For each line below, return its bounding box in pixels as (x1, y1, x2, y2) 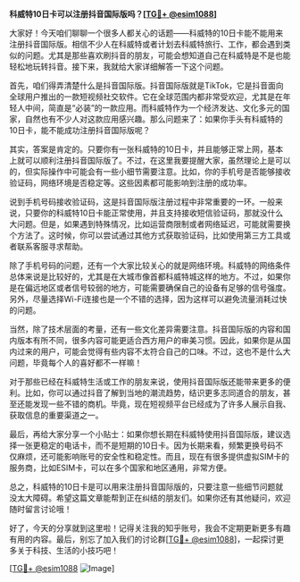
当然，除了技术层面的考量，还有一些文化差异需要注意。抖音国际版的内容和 (9, 324, 283, 334)
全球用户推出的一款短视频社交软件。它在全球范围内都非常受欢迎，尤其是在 (9, 91, 283, 102)
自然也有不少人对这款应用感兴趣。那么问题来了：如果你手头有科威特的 (24, 114, 283, 124)
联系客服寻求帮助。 (16, 241, 87, 251)
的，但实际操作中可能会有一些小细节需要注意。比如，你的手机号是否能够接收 (9, 166, 291, 177)
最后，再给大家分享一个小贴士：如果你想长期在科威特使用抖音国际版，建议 (9, 429, 283, 439)
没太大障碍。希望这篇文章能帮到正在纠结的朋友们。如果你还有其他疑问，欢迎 (9, 493, 291, 503)
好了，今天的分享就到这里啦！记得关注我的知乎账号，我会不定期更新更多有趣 (9, 523, 291, 533)
